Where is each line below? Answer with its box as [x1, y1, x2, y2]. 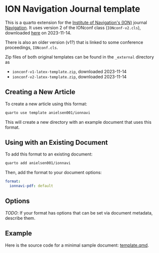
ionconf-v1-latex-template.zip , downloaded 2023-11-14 [12, 68, 127, 74]
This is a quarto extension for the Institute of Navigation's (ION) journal [5, 19, 147, 25]
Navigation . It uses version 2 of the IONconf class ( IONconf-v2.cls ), [5, 24, 141, 30]
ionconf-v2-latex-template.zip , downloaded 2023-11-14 [12, 74, 127, 79]
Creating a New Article [5, 88, 76, 96]
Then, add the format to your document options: [5, 170, 102, 175]
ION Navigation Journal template [5, 3, 140, 15]
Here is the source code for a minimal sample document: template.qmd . [5, 242, 149, 248]
